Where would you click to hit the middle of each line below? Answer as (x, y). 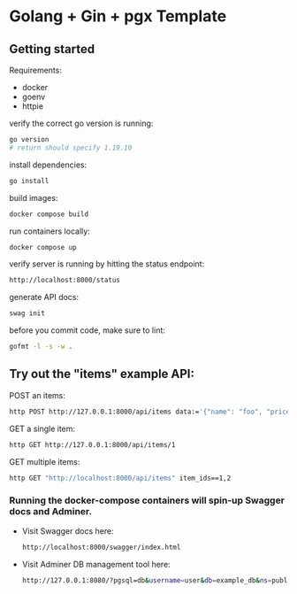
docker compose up (43, 247)
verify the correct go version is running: (81, 123)
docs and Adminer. (51, 512)
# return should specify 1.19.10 (71, 148)
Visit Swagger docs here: (68, 531)
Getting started (52, 49)
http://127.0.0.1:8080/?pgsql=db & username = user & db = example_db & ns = (147, 580)
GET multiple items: (45, 461)
